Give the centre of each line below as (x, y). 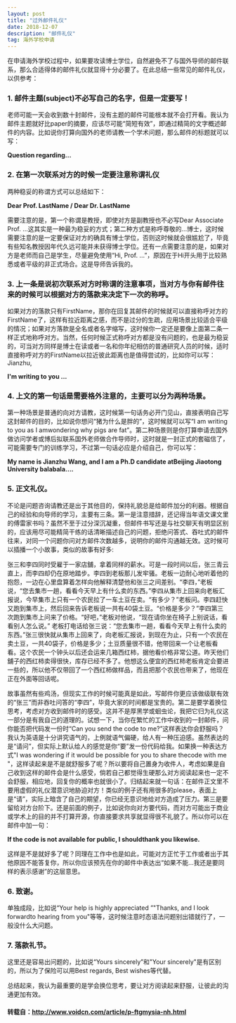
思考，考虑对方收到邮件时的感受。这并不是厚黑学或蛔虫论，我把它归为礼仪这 (118, 711)
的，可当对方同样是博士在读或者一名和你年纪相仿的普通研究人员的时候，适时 (118, 346)
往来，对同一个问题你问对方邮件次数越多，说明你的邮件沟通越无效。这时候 (115, 540)
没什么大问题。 (35, 925)
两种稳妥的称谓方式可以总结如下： (57, 191)
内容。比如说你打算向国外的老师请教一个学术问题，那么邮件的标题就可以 (124, 132)
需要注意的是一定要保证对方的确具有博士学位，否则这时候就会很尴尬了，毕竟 (118, 237)
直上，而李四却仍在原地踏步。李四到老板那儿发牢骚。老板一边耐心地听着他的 (118, 573)
